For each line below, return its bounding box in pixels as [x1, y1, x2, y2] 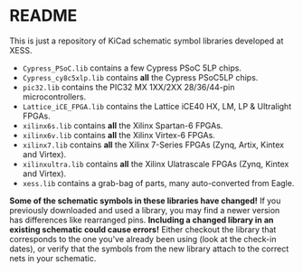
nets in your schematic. [9, 252, 97, 263]
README [9, 5, 78, 26]
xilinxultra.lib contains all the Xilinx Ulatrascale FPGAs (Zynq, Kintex [22, 158, 289, 169]
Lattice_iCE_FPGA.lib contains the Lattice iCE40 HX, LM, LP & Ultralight [22, 100, 292, 111]
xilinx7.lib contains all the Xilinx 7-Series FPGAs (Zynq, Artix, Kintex [22, 139, 285, 150]
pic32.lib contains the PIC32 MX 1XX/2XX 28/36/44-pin [22, 81, 235, 92]
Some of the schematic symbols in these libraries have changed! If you [9, 195, 281, 206]
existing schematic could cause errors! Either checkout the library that [9, 223, 277, 235]
